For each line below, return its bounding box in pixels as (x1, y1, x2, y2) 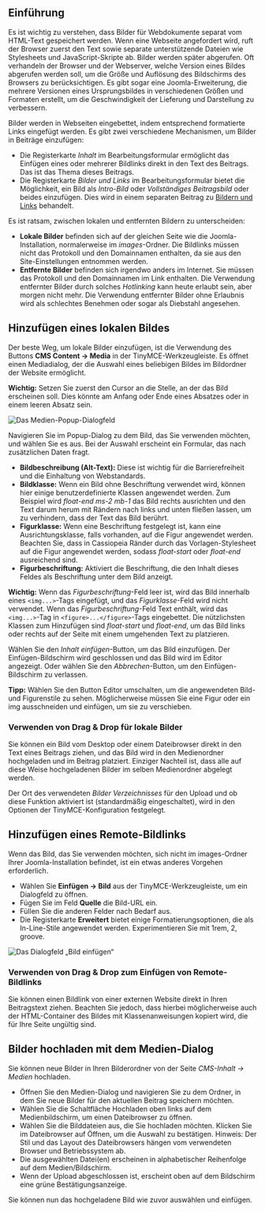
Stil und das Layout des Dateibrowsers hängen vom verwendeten (19, 1138, 232, 1147)
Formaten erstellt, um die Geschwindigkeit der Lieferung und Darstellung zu (8, 94, 255, 104)
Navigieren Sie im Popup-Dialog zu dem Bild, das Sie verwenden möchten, (8, 430, 251, 440)
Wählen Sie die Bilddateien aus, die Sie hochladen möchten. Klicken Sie (19, 1120, 252, 1130)
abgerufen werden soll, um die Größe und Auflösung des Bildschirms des (8, 69, 247, 78)
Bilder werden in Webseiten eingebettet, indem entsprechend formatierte (8, 118, 246, 127)
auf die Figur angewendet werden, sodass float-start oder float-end (19, 546, 241, 556)
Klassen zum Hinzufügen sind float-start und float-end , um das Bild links (8, 621, 246, 630)
